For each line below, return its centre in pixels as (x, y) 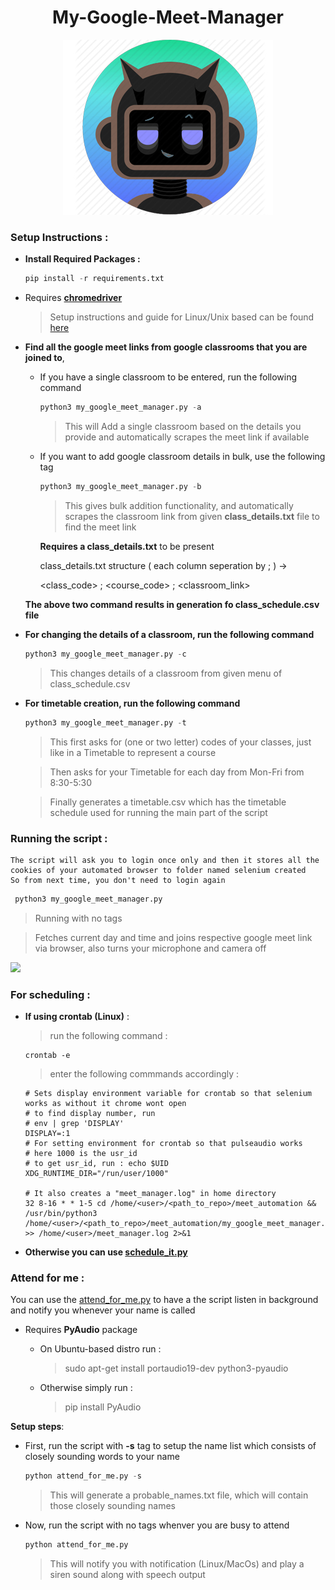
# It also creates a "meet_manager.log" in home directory (150, 1194)
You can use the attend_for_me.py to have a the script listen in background (164, 1300)
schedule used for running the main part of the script (158, 812)
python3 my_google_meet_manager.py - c (105, 654)
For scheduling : (50, 994)
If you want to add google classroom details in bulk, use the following (182, 456)
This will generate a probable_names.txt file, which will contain (179, 1495)
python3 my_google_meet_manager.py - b (120, 486)
